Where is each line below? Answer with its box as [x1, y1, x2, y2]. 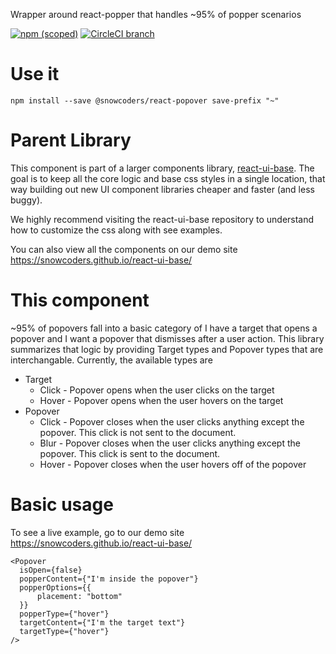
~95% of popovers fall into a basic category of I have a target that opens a [10, 322, 318, 334]
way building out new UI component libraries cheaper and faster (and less [10, 183, 315, 195]
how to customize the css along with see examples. [10, 224, 223, 236]
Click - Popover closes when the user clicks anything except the [39, 415, 305, 428]
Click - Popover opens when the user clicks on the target [39, 384, 275, 396]
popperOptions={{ [19, 582, 92, 593]
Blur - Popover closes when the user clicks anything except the [39, 437, 301, 449]
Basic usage [10, 494, 114, 516]
